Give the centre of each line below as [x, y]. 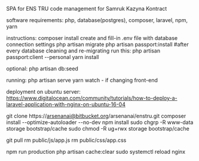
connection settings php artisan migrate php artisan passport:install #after [98, 44]
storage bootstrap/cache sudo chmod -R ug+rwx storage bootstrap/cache [98, 129]
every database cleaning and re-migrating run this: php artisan [83, 51]
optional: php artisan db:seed [42, 69]
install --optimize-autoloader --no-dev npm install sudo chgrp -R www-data [100, 122]
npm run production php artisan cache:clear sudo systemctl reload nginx [96, 152]
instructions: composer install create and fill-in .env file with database [92, 38]
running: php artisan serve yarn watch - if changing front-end [82, 80]
